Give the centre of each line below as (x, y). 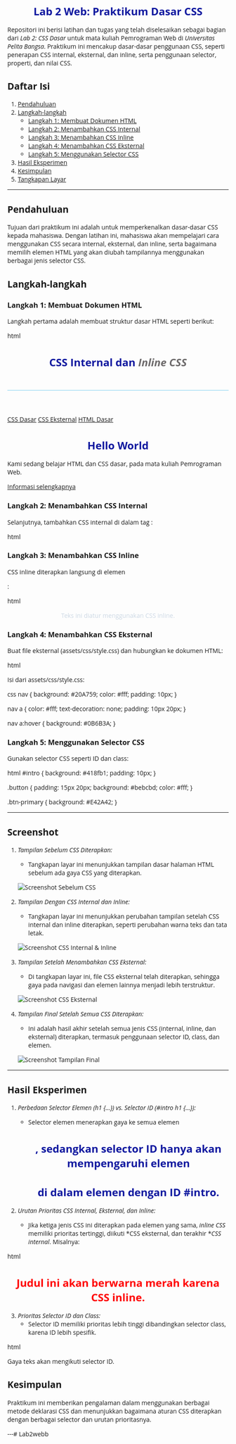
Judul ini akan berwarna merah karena (118, 1282)
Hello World (118, 445)
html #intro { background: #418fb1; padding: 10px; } (82, 773)
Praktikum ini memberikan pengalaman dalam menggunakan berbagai (109, 1402)
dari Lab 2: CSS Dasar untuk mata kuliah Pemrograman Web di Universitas (111, 38)
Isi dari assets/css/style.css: (46, 680)
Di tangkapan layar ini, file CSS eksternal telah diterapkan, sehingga (124, 977)
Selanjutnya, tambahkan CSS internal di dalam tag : (80, 522)
